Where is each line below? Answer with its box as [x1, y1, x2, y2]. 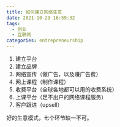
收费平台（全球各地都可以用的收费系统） [15, 86, 118, 93]
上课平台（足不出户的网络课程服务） [15, 93, 107, 101]
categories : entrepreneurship [6, 37, 84, 44]
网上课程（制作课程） [15, 78, 69, 85]
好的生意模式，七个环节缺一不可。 [6, 114, 92, 121]
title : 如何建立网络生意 [6, 9, 62, 15]
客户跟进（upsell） [15, 101, 63, 108]
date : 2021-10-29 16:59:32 [6, 15, 75, 21]
